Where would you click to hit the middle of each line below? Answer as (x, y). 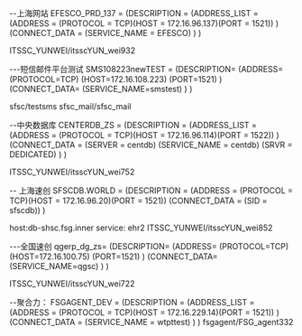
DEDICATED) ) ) (38, 154)
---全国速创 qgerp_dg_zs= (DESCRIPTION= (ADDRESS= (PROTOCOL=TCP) (149, 246)
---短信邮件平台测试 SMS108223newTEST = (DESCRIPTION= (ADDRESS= (146, 69)
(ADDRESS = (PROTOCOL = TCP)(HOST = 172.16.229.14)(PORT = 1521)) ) (144, 313)
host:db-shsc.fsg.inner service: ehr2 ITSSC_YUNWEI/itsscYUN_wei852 (141, 228)
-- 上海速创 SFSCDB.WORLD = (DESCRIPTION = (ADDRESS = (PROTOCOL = (151, 191)
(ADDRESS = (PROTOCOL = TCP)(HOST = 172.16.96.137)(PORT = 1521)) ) (144, 23)
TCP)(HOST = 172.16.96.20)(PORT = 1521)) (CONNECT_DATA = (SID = (138, 201)
